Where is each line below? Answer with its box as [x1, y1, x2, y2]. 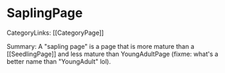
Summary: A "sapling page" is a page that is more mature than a [6, 42, 194, 50]
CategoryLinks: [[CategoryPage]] [6, 28, 104, 37]
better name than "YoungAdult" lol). [6, 57, 111, 65]
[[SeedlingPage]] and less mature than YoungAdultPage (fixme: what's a [6, 50, 219, 58]
